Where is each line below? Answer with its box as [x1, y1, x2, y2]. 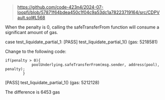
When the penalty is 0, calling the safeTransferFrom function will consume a [5, 24, 160, 30]
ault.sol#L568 [17, 15, 45, 20]
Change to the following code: [5, 49, 66, 54]
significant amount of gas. [5, 30, 58, 35]
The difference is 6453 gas [5, 89, 60, 95]
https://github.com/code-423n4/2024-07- [17, 4, 103, 10]
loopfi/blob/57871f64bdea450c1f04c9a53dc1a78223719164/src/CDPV [17, 9, 160, 15]
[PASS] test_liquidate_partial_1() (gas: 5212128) [5, 80, 99, 85]
